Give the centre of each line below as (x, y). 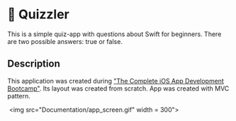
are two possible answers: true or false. (65, 41)
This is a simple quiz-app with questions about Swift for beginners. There (114, 34)
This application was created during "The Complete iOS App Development (116, 81)
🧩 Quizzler (38, 15)
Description (34, 64)
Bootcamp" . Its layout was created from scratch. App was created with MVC (118, 88)
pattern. (19, 96)
